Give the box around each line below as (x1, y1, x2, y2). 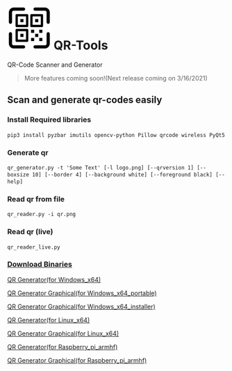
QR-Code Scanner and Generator (7, 60, 103, 69)
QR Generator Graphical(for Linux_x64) (7, 329, 119, 338)
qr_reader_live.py (7, 243, 60, 251)
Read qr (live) (7, 227, 53, 237)
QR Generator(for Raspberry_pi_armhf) (7, 343, 118, 351)
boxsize (7, 171, 30, 178)
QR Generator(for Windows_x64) (7, 275, 101, 283)
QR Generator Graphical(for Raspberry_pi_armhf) (7, 356, 147, 364)
